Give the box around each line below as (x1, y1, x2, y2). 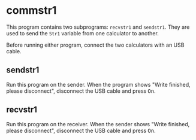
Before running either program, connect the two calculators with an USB (6, 41, 185, 48)
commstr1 (6, 4, 57, 17)
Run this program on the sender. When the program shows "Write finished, (6, 81, 191, 88)
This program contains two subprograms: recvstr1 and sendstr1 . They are (6, 23, 190, 31)
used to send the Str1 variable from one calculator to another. (6, 29, 159, 36)
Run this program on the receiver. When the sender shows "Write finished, (6, 120, 190, 127)
